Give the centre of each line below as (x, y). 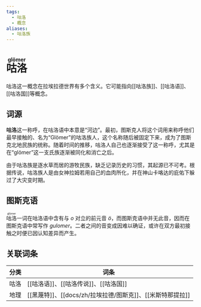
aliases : (17, 28)
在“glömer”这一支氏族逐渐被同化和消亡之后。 (62, 152)
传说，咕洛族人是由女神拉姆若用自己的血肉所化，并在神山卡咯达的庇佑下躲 (103, 172)
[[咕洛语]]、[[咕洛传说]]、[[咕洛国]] (77, 284)
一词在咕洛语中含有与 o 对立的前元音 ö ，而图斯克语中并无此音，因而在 (103, 218)
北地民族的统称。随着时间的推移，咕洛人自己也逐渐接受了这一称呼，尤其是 (103, 145)
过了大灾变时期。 (27, 180)
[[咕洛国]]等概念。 (28, 94)
